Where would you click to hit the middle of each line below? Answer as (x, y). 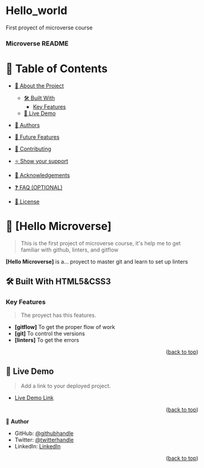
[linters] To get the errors (47, 340)
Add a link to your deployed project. (66, 386)
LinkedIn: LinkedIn (38, 447)
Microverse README (37, 43)
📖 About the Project (39, 86)
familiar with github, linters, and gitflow (69, 250)
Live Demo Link (34, 398)
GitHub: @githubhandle (44, 433)
